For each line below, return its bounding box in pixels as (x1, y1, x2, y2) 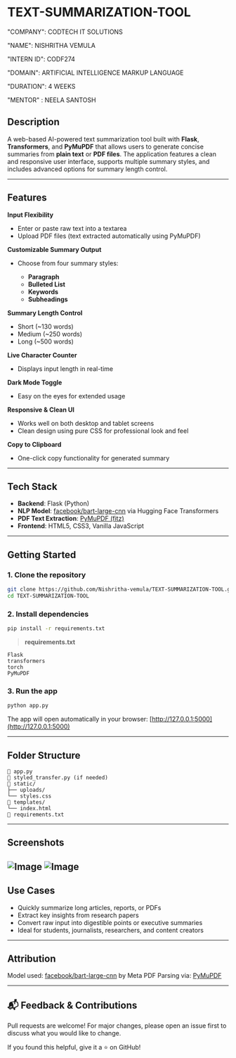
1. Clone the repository (7, 569, 86, 579)
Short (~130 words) (17, 322, 74, 331)
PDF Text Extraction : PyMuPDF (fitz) (17, 515, 124, 523)
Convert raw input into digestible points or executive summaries (17, 918, 203, 926)
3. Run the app (7, 686, 58, 695)
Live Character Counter (7, 351, 77, 359)
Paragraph (27, 272, 60, 281)
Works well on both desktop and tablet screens (17, 419, 155, 427)
